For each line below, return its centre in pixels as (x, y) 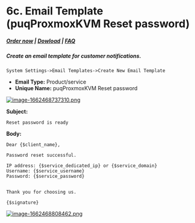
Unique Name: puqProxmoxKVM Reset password (76, 88)
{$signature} (23, 203)
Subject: (17, 111)
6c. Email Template (55, 11)
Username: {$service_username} (45, 171)
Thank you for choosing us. (42, 192)
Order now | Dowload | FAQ (41, 41)
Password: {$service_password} (45, 176)
